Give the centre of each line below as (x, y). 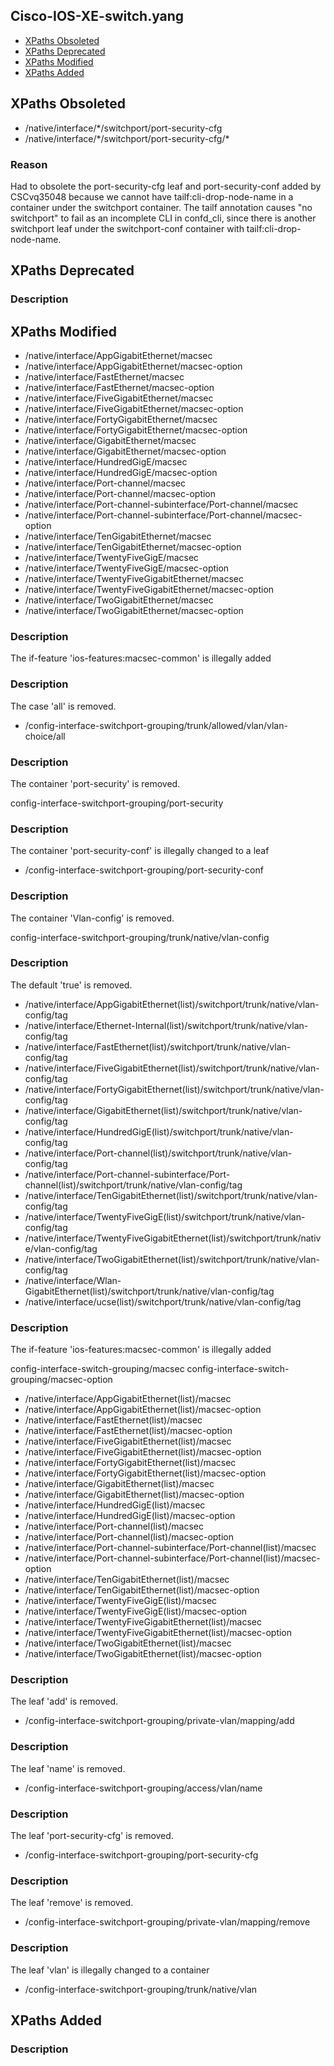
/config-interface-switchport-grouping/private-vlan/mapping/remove (167, 1922)
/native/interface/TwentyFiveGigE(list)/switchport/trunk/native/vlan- (165, 1216)
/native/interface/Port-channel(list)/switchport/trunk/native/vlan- (158, 1153)
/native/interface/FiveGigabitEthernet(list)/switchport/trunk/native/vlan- (172, 1068)
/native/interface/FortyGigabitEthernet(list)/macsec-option (145, 1473)
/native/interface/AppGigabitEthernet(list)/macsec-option (143, 1410)
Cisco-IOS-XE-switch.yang (97, 16)
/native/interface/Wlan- (73, 1280)
